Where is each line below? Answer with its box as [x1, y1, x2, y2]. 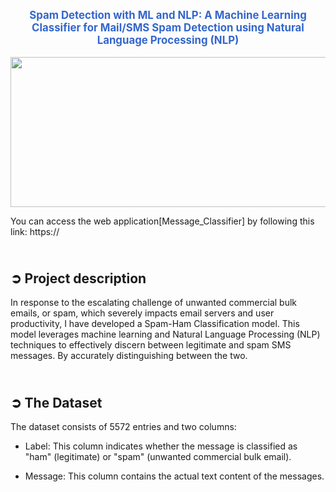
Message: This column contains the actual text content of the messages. [24, 470, 325, 482]
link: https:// [10, 225, 60, 237]
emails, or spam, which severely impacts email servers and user [10, 307, 275, 319]
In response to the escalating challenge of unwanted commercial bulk [10, 297, 298, 309]
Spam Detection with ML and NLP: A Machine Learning [29, 8, 307, 22]
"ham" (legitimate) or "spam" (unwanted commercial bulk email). [24, 451, 292, 463]
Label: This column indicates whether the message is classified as [24, 440, 298, 452]
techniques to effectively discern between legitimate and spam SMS [10, 339, 292, 351]
